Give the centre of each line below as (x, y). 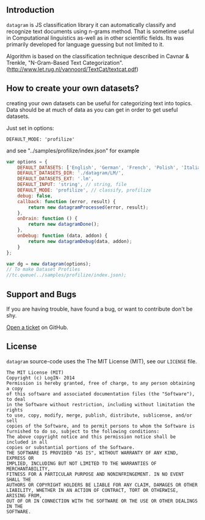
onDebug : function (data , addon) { (63, 236)
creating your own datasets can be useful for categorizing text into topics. (99, 103)
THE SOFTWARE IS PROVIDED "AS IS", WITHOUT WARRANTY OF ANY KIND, (92, 453)
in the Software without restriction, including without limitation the (101, 404)
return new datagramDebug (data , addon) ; (80, 241)
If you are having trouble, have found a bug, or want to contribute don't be (100, 309)
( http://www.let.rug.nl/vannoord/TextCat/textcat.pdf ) (72, 69)
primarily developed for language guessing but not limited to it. (85, 44)
